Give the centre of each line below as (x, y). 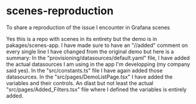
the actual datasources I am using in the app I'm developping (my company (98, 64)
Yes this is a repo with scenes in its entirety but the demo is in (82, 39)
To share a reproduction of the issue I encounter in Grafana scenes (88, 27)
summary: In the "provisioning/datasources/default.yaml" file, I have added (98, 58)
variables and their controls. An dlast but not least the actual (80, 83)
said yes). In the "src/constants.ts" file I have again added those (85, 70)
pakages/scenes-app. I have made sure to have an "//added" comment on (97, 45)
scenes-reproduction (60, 11)
